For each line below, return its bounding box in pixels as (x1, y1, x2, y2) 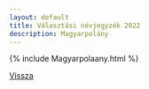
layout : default (9, 12, 69, 22)
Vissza (9, 70, 34, 81)
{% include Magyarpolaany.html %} (9, 54, 139, 64)
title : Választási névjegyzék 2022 (9, 21, 141, 30)
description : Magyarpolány (9, 29, 109, 38)
